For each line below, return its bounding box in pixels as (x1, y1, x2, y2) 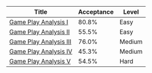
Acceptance (78, 8, 114, 16)
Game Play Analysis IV (9, 48, 73, 56)
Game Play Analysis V (9, 57, 71, 65)
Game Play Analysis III (9, 37, 72, 46)
